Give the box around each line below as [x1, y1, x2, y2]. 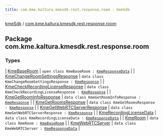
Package [5, 35, 33, 43]
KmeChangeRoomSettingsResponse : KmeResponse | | [5, 79, 105, 85]
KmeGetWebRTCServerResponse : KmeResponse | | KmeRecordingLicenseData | [5, 110, 156, 115]
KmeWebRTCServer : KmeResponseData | [5, 125, 80, 131]
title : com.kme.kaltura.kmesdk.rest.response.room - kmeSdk [5, 7, 130, 12]
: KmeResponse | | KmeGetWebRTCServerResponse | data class [5, 105, 133, 111]
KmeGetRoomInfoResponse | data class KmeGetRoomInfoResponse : [5, 94, 141, 100]
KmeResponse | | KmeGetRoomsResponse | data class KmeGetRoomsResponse [5, 99, 155, 105]
